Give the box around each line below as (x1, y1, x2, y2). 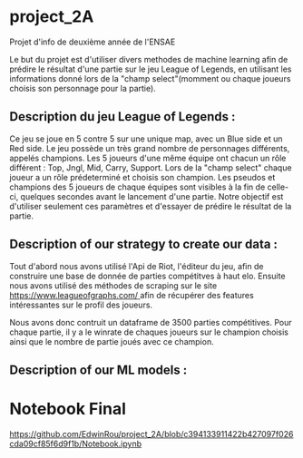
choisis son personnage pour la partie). (9, 83, 156, 93)
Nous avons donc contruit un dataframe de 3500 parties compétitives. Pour (9, 317, 292, 327)
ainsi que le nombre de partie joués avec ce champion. (9, 336, 215, 346)
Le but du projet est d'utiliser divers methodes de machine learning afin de (9, 54, 288, 64)
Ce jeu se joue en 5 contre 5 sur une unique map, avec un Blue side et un (9, 133, 283, 144)
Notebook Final (9, 399, 127, 419)
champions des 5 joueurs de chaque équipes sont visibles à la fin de (9, 181, 266, 192)
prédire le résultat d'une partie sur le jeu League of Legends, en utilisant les (9, 63, 292, 74)
